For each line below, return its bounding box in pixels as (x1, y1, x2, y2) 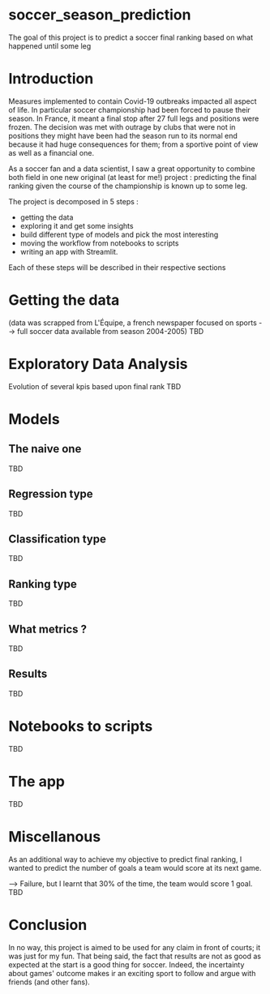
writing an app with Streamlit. (19, 246, 118, 256)
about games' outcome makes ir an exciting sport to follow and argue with (8, 968, 256, 978)
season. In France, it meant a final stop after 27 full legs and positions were (8, 114, 259, 123)
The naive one (8, 442, 82, 456)
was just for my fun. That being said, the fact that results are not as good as (8, 951, 262, 961)
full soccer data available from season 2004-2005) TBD (17, 326, 204, 336)
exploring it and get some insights (19, 221, 134, 230)
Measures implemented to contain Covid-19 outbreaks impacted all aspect (8, 96, 257, 106)
